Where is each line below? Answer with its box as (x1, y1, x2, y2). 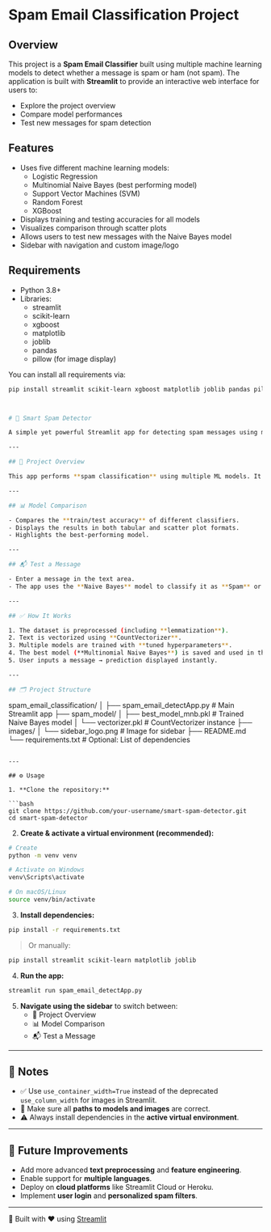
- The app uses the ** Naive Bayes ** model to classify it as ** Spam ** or (8, 582, 262, 591)
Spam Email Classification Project (8, 6, 240, 24)
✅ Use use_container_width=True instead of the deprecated (19, 1086, 219, 1096)
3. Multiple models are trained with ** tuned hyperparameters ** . (8, 641, 232, 650)
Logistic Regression (31, 171, 98, 181)
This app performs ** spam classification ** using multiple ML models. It (8, 472, 262, 481)
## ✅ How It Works (8, 612, 72, 620)
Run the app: (19, 971, 65, 980)
